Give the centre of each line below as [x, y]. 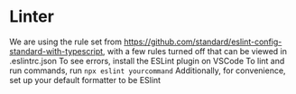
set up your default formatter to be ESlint [85, 80]
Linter [32, 17]
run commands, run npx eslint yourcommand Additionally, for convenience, [148, 70]
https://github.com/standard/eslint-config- [203, 42]
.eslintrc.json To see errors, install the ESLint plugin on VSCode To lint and [147, 61]
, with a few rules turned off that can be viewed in [194, 51]
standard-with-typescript [56, 51]
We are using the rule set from [65, 42]
